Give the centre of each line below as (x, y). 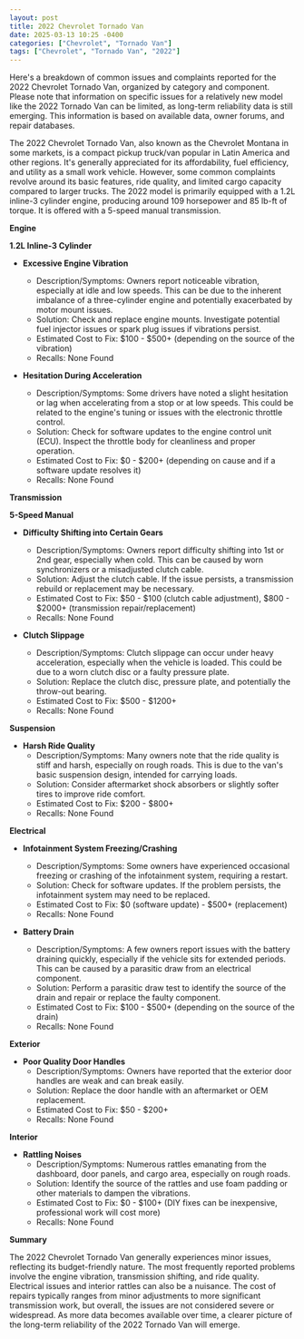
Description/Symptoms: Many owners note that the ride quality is (157, 756)
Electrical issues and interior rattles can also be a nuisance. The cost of (143, 1286)
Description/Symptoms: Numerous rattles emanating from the (151, 1164)
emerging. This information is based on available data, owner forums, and (147, 116)
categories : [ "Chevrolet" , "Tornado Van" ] (91, 43)
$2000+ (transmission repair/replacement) (116, 608)
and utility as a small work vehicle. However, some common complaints (142, 172)
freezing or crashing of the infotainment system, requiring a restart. (162, 875)
